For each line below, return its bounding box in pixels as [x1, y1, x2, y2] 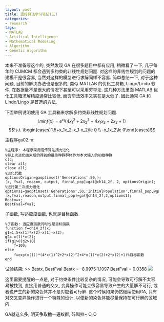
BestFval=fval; [5, 202, 36, 207]
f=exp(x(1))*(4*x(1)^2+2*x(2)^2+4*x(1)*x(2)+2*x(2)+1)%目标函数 [14, 253, 144, 257]
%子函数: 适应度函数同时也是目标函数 [5, 221, 70, 227]
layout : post [5, 7, 32, 12]
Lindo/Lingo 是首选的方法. [5, 99, 58, 105]
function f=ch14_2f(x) [5, 226, 51, 230]
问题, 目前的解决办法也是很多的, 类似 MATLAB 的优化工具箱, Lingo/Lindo [5, 80, 150, 86]
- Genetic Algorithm [5, 48, 47, 53]
